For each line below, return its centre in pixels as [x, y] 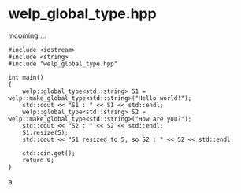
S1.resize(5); [45, 132]
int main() [26, 77]
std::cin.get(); [49, 153]
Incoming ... [27, 35]
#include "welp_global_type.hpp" [63, 64]
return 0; [39, 160]
